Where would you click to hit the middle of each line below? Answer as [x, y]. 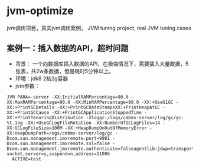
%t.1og [15, 123]
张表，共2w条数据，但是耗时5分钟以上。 [65, 71]
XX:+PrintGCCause [28, 112]
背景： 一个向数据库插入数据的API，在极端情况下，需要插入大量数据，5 [102, 64]
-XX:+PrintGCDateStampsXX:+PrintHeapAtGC [109, 107]
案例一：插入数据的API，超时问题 [68, 48]
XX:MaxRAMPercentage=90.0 [38, 102]
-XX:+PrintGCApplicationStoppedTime [97, 112]
